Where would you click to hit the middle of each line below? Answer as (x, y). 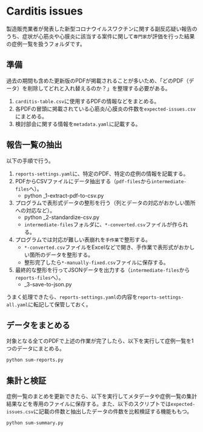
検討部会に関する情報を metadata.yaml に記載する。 (78, 124)
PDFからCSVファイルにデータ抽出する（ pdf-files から (83, 181)
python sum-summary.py (35, 423)
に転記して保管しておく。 (60, 304)
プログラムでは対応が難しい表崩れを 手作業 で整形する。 (83, 239)
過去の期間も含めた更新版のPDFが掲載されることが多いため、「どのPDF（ (98, 81)
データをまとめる (38, 325)
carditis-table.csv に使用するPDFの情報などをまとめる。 (87, 101)
